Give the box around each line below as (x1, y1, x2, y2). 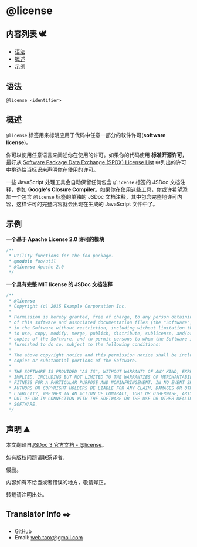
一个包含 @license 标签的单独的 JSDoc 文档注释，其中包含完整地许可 (11, 193, 178, 200)
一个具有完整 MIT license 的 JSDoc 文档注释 (6, 280, 113, 288)
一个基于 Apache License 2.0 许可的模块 (6, 236, 104, 243)
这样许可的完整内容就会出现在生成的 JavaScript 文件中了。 (16, 201, 158, 208)
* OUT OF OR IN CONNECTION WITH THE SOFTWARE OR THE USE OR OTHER (8, 396, 175, 402)
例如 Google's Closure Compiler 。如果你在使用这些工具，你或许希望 (16, 186, 183, 193)
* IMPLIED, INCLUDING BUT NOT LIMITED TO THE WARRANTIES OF (8, 374, 159, 380)
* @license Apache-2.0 (8, 264, 64, 270)
